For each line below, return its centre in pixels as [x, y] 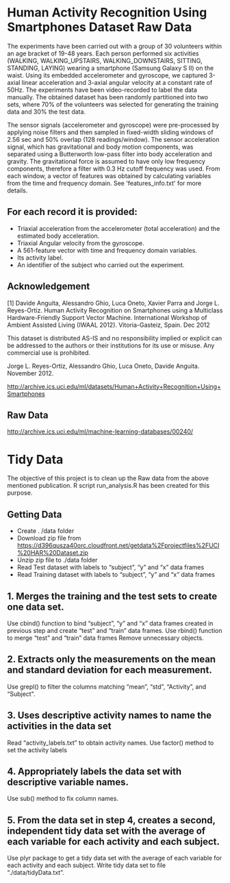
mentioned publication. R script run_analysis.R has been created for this [108, 486]
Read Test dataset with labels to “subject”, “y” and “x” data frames [111, 567]
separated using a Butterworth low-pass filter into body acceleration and [110, 154]
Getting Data [35, 514]
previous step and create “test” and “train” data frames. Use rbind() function [115, 630]
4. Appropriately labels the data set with [94, 771]
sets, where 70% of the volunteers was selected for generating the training [113, 104]
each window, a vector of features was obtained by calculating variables [109, 175]
